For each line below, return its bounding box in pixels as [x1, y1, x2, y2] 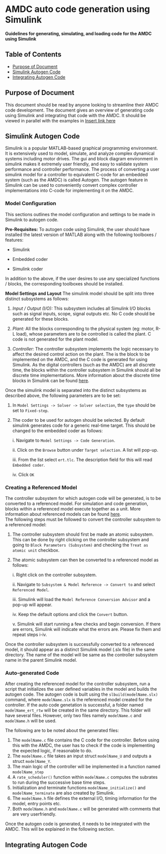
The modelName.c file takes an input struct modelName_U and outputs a [12, 753, 152, 759]
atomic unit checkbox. [12, 547, 59, 553]
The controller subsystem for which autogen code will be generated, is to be [5, 495, 161, 501]
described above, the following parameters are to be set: [5, 392, 121, 398]
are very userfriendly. [12, 811, 56, 817]
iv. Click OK [12, 472, 35, 478]
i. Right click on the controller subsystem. [12, 572, 97, 578]
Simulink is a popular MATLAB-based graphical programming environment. [5, 145, 158, 151]
